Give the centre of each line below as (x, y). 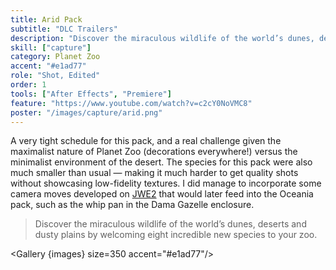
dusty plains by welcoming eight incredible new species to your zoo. (176, 235)
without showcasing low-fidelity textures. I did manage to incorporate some (166, 183)
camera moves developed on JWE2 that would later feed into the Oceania (162, 194)
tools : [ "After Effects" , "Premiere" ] (91, 94)
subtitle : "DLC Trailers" (64, 29)
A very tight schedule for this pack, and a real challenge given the (146, 141)
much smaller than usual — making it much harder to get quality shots (154, 173)
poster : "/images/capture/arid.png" (86, 112)
